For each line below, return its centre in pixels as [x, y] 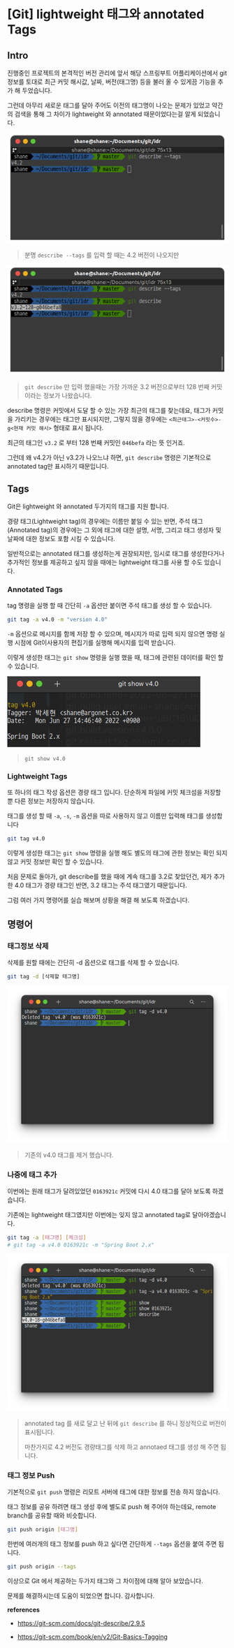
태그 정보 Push [31, 1476]
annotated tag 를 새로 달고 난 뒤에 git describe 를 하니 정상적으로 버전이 [125, 1423]
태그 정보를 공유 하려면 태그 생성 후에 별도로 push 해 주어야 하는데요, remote [112, 1507]
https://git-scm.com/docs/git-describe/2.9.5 [81, 1624]
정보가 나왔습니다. [67, 396]
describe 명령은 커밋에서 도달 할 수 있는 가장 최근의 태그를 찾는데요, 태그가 [109, 411]
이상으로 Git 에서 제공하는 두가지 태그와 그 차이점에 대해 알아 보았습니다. [105, 1581]
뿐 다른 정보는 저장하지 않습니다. [51, 801]
